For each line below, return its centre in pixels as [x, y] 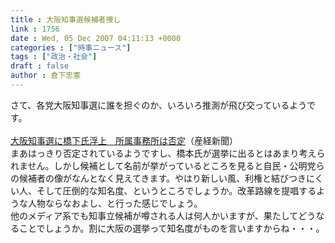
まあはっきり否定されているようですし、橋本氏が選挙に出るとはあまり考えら [168, 153]
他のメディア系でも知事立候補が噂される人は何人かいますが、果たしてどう [163, 215]
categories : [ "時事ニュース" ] [71, 47]
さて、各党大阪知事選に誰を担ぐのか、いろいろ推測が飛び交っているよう [159, 105]
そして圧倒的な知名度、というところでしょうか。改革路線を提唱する [176, 190]
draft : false [40, 66]
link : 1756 [35, 29]
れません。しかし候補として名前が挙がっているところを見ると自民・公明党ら [167, 165]
